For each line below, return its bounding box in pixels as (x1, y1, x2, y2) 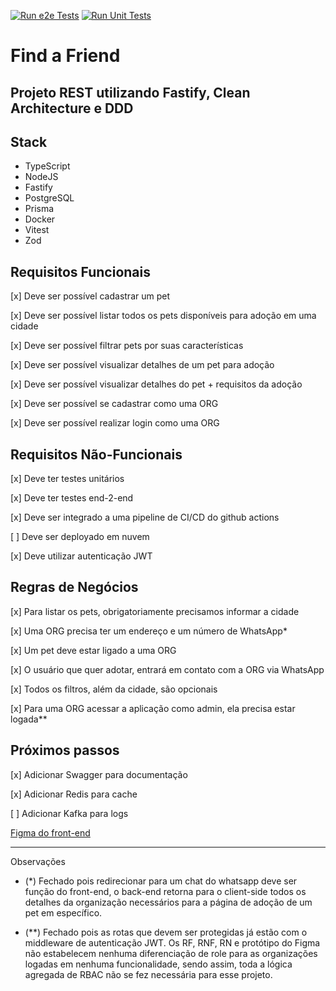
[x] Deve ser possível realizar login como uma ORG (10, 417, 220, 429)
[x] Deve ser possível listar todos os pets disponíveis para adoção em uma (10, 310, 317, 322)
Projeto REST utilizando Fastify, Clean (10, 84, 251, 101)
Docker (24, 213, 56, 225)
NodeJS (24, 171, 59, 183)
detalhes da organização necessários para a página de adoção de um (24, 896, 313, 908)
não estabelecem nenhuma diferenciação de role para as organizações (24, 947, 318, 959)
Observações (10, 855, 66, 867)
